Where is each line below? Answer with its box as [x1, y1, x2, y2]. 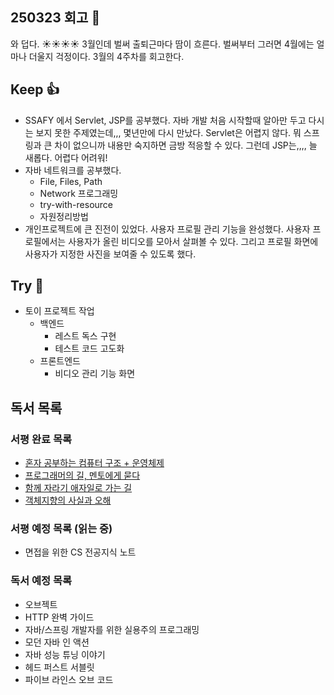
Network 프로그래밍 [39, 187, 119, 199]
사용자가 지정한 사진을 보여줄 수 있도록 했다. [24, 248, 197, 260]
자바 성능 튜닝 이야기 [24, 648, 106, 660]
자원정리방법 [39, 210, 89, 222]
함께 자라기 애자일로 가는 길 [24, 482, 133, 494]
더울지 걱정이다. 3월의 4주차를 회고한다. [28, 50, 185, 62]
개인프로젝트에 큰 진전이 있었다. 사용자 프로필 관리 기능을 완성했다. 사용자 [24, 223, 311, 235]
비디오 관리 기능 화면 [54, 368, 136, 380]
